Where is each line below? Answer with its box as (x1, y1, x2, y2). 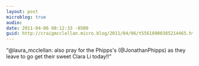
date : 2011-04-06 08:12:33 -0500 (6, 25, 89, 31)
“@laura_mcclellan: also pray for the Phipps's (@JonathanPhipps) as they (6, 47, 186, 54)
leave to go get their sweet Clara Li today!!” (6, 53, 111, 60)
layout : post (6, 8, 38, 15)
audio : (6, 19, 23, 25)
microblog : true (6, 14, 46, 20)
